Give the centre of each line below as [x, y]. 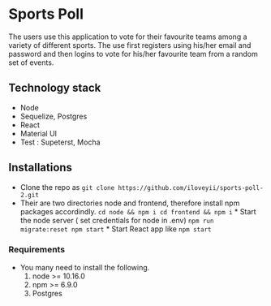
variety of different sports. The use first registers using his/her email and [130, 45]
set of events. [31, 62]
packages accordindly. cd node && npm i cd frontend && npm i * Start [138, 211]
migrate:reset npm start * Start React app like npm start [116, 229]
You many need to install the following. [85, 267]
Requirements [37, 250]
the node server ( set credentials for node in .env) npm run [117, 220]
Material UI [39, 133]
